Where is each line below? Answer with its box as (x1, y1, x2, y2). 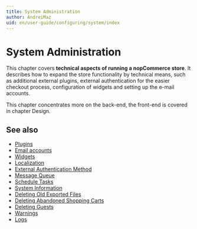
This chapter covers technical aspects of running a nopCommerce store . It (6, 64, 191, 72)
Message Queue (14, 172, 55, 179)
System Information (14, 185, 63, 192)
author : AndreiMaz (6, 14, 51, 20)
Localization (14, 159, 45, 166)
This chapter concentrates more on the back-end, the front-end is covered (6, 101, 188, 108)
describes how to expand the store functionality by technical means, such (6, 71, 186, 78)
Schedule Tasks (14, 178, 54, 185)
